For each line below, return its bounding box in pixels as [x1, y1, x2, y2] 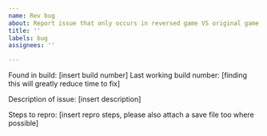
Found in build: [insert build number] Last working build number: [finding [8, 70, 248, 80]
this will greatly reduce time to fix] [8, 79, 121, 89]
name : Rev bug [8, 11, 56, 20]
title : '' [8, 26, 42, 34]
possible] [8, 118, 39, 128]
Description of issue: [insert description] [8, 94, 141, 104]
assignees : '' [8, 42, 56, 50]
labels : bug [8, 34, 48, 42]
